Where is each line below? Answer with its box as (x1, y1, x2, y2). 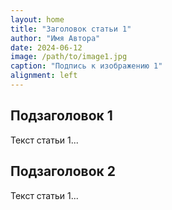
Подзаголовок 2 (10, 163, 116, 180)
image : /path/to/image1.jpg (10, 52, 128, 62)
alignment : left (10, 71, 78, 81)
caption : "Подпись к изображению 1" (10, 61, 163, 71)
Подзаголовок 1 (10, 107, 113, 125)
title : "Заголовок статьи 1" (10, 24, 132, 34)
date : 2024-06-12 (10, 42, 83, 53)
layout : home (10, 14, 65, 25)
